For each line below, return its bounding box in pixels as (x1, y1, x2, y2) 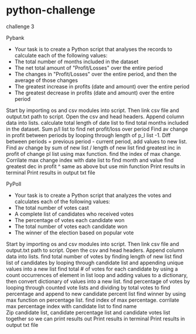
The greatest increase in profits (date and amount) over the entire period (14, 83, 190, 90)
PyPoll (6, 180, 22, 188)
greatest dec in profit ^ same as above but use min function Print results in (6, 162, 185, 170)
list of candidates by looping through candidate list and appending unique (6, 259, 184, 266)
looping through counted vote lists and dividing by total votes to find (6, 284, 171, 291)
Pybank (6, 34, 25, 41)
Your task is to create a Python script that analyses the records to (14, 45, 173, 53)
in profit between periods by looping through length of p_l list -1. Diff (6, 131, 171, 138)
